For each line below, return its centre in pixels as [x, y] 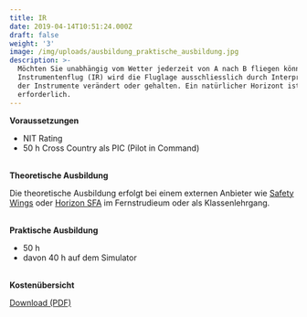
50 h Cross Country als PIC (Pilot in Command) [111, 148]
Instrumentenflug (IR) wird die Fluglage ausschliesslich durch [143, 78]
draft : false [34, 35]
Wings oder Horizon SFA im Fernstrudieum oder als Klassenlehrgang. [140, 203]
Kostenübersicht [42, 285]
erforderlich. [44, 94]
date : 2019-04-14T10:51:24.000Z [71, 26]
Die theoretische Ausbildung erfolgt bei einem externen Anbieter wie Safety [152, 193]
